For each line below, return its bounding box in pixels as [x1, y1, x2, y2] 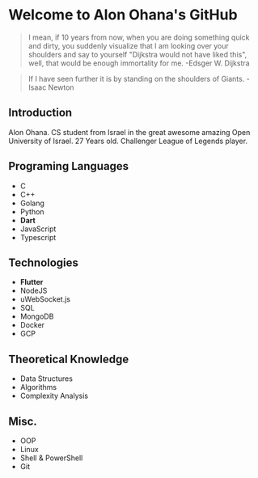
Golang [19, 198, 44, 208]
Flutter [19, 277, 44, 287]
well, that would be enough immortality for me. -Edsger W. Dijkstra [27, 58, 250, 68]
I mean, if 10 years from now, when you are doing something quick [27, 32, 250, 42]
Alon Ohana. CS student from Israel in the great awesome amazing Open [8, 127, 251, 137]
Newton [48, 82, 74, 92]
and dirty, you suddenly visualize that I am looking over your [27, 40, 229, 50]
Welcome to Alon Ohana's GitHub [8, 6, 238, 24]
